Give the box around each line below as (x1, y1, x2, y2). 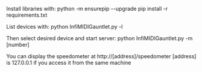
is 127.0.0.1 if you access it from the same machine (6, 59, 131, 66)
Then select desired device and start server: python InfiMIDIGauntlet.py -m (6, 35, 193, 41)
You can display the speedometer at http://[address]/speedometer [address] (6, 53, 197, 59)
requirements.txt (6, 11, 48, 19)
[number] (6, 41, 30, 48)
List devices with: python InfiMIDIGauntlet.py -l (6, 23, 123, 30)
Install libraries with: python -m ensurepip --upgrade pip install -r (6, 5, 168, 12)
